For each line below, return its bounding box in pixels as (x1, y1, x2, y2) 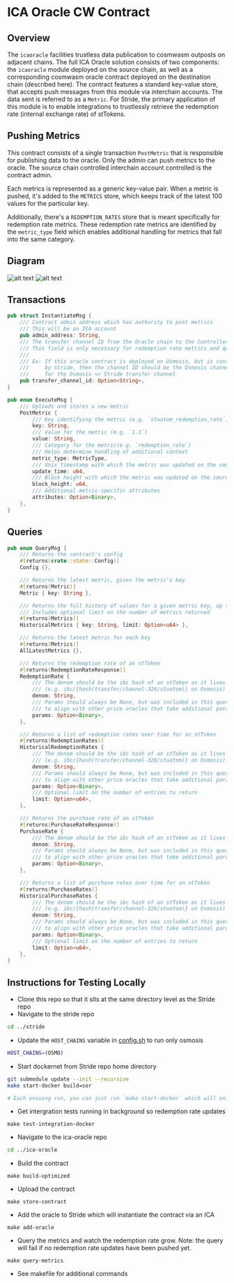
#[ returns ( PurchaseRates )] (19, 886, 98, 893)
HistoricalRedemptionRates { (19, 744, 104, 751)
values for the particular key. (7, 199, 89, 207)
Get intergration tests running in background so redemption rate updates (17, 1107, 226, 1115)
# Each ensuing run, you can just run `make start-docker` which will (7, 1095, 217, 1102)
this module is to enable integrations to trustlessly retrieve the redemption (7, 103, 219, 110)
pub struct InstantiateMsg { (7, 312, 92, 320)
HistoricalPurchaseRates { (19, 892, 98, 899)
